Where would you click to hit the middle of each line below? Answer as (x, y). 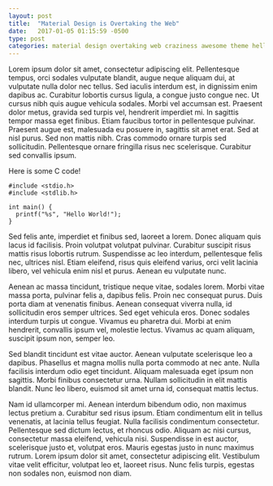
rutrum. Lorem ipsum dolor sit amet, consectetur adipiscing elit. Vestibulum (134, 456)
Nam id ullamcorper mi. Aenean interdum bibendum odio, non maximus (128, 404)
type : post (27, 39)
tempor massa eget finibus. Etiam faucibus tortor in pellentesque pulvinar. (132, 121)
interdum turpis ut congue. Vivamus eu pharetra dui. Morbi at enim (120, 321)
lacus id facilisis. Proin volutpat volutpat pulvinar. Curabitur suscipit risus (130, 245)
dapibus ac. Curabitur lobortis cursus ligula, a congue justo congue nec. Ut (134, 95)
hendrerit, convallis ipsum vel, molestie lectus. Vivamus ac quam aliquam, (132, 330)
